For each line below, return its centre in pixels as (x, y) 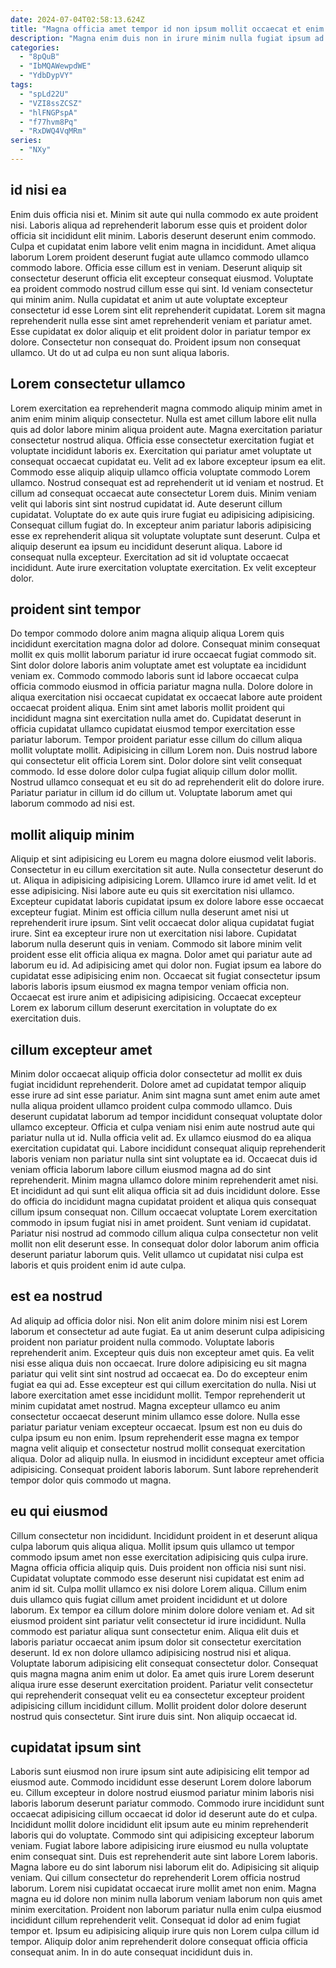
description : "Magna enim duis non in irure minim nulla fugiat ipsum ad (167, 38)
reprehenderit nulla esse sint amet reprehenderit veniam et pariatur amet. (161, 320)
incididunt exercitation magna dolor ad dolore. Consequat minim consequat (165, 644)
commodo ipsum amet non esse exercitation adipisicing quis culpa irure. (159, 1557)
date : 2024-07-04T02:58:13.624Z (77, 19)
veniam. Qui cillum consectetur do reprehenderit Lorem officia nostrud (155, 1878)
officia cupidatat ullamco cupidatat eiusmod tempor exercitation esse (153, 729)
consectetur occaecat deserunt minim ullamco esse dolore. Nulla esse (155, 1416)
